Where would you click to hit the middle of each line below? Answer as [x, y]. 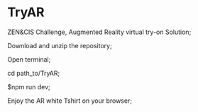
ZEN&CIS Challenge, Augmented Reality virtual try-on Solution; [99, 32]
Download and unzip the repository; [60, 45]
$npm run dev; [29, 86]
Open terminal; [29, 59]
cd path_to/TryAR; [34, 73]
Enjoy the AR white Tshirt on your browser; [70, 101]
